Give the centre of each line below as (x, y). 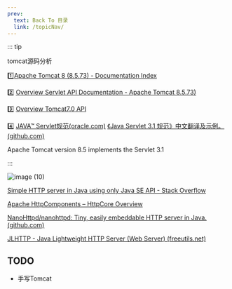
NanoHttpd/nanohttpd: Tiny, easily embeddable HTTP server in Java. (107, 217)
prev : (15, 14)
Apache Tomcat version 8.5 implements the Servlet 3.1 (86, 150)
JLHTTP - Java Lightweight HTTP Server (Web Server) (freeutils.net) (107, 238)
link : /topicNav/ (39, 27)
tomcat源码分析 (30, 61)
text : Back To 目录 (41, 20)
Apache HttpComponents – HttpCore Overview (75, 204)
